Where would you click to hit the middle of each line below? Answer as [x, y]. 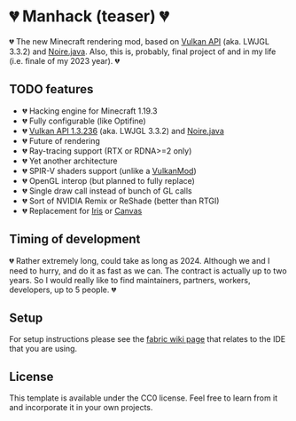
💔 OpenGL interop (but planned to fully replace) [108, 180]
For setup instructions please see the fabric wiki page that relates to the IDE [148, 339]
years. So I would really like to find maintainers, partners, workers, [130, 280]
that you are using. [43, 349]
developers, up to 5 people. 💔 [63, 290]
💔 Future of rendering [61, 140]
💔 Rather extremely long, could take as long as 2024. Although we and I [140, 260]
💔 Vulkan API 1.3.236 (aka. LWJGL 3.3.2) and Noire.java [123, 131]
